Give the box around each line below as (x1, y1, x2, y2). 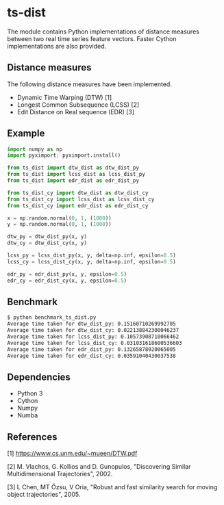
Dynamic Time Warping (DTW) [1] (16, 93, 112, 101)
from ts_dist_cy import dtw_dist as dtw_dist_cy (7, 190, 149, 196)
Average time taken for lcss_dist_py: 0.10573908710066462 (7, 333, 179, 340)
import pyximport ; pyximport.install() (7, 152, 121, 159)
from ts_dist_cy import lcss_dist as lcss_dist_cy (7, 196, 155, 203)
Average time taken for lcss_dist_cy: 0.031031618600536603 (7, 339, 183, 346)
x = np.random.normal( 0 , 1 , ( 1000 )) (7, 214, 112, 222)
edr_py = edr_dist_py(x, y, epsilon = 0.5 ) (7, 270, 127, 278)
